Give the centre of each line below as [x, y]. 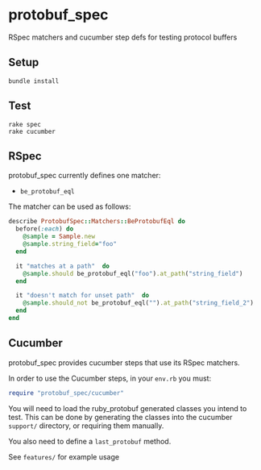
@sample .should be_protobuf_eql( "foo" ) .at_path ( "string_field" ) [133, 273]
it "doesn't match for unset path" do [83, 296]
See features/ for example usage [64, 456]
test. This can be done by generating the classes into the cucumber [120, 417]
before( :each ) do [45, 229]
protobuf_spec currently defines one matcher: [85, 176]
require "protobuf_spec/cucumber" [66, 393]
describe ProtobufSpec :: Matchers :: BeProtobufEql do [97, 222]
